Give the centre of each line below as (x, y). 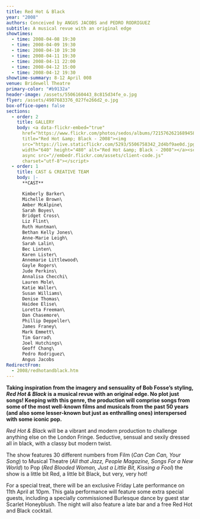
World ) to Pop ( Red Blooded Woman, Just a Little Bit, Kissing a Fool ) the (95, 467)
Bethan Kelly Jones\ (47, 232)
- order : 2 (25, 117)
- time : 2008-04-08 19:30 (44, 39)
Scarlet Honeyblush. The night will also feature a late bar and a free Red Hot (99, 504)
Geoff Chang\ (38, 348)
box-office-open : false (36, 106)
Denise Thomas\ (41, 299)
